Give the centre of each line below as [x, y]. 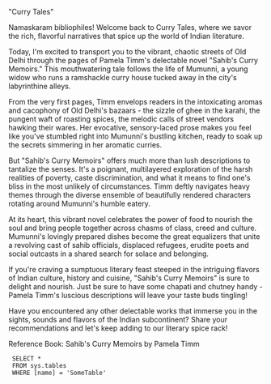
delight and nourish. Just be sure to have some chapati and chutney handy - [135, 286]
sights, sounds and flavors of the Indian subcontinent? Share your [118, 320]
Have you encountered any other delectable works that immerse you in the [133, 311]
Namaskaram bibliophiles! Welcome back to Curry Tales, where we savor [130, 27]
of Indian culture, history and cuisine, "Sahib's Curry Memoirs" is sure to [129, 278]
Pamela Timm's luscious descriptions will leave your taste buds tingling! [128, 295]
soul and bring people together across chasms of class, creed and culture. [133, 228]
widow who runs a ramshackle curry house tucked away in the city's [123, 77]
